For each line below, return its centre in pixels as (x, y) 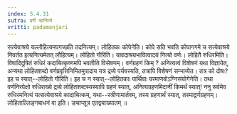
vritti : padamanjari (38, 27)
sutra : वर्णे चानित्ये (30, 21)
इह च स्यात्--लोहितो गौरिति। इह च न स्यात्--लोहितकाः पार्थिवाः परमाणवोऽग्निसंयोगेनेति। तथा (110, 79)
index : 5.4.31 (28, 14)
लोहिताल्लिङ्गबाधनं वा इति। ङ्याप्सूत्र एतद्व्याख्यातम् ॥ (67, 103)
